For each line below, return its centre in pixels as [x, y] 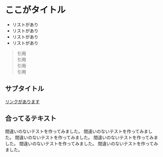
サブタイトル [25, 89]
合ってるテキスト [31, 118]
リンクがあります [22, 102]
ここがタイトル [35, 10]
